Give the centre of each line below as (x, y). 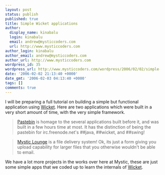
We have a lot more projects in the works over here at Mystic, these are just (82, 162)
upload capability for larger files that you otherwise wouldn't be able (86, 147)
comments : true (21, 87)
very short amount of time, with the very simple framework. (65, 112)
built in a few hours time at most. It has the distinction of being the (84, 127)
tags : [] (14, 83)
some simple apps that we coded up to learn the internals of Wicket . (74, 167)
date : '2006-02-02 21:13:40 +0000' (41, 74)
